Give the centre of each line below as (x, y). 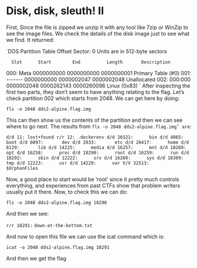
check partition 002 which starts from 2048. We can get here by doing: (93, 98)
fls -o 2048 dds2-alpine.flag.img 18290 (57, 202)
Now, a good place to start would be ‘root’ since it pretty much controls (93, 179)
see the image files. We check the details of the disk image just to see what (98, 33)
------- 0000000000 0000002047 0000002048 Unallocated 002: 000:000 (98, 79)
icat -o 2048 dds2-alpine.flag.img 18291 (58, 247)
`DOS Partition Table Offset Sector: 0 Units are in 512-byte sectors (87, 51)
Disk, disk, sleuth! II (55, 11)
